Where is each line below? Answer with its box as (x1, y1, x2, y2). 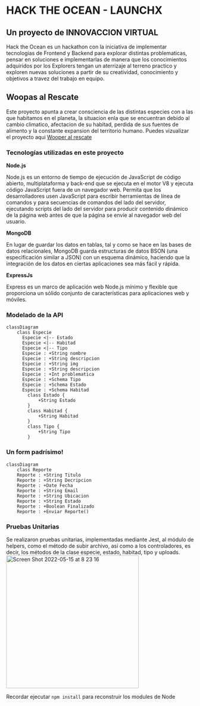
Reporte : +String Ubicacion (17, 493, 89, 499)
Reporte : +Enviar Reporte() (17, 508, 89, 514)
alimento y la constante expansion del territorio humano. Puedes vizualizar (6, 127, 189, 134)
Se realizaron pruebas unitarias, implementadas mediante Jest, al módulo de (6, 536, 195, 543)
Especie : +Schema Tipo (21, 377, 82, 383)
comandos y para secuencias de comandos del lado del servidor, (6, 199, 167, 206)
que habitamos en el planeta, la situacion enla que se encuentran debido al (6, 114, 190, 121)
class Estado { (27, 392, 65, 398)
